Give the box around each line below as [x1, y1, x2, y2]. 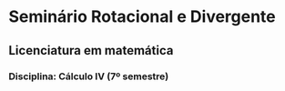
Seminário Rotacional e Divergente [8, 6, 277, 27]
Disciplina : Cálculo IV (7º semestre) [8, 70, 169, 83]
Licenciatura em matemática [8, 43, 174, 58]
